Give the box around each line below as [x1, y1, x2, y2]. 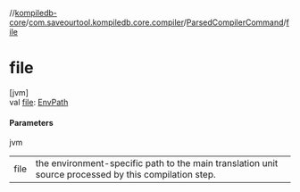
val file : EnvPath [9, 96, 69, 107]
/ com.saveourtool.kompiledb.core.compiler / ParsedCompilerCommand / [25, 17, 287, 28]
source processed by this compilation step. [35, 169, 216, 181]
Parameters [9, 117, 54, 128]
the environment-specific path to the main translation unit [35, 157, 279, 170]
